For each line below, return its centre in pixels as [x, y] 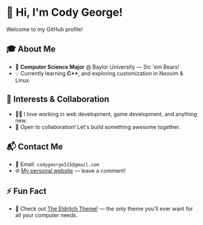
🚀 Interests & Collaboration [58, 99]
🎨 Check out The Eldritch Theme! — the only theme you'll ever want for [104, 209]
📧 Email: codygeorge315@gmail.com [57, 164]
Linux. [23, 80]
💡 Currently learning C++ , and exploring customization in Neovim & [99, 73]
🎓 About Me [31, 49]
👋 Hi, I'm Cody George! [65, 12]
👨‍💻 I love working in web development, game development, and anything [106, 114]
